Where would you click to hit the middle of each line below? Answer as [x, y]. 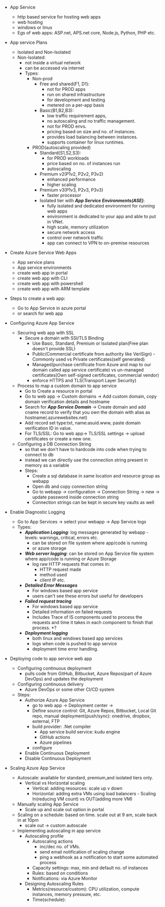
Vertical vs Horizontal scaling [55, 783]
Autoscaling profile [44, 836]
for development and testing [76, 100]
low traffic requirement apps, [77, 116]
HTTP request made [60, 569]
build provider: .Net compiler [62, 726]
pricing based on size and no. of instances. [91, 131]
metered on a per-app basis [76, 105]
